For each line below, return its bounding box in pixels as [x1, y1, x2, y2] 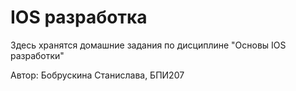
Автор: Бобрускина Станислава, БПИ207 [10, 69, 185, 81]
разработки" [10, 49, 65, 61]
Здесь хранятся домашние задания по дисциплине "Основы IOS [10, 39, 287, 51]
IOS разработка [10, 6, 148, 29]
